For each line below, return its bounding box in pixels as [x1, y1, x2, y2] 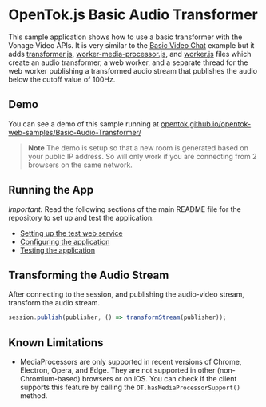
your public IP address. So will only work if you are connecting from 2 [27, 151, 257, 161]
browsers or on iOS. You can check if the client [82, 374, 237, 384]
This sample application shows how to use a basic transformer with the [8, 32, 243, 42]
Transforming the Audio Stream [8, 268, 169, 281]
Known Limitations [8, 336, 104, 349]
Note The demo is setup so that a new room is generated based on [27, 142, 249, 153]
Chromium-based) [19, 374, 81, 384]
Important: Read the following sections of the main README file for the [8, 204, 241, 213]
